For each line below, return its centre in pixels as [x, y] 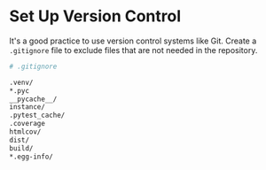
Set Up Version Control [95, 16]
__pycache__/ [33, 99]
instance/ [27, 107]
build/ [21, 148]
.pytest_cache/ [37, 116]
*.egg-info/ [31, 157]
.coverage [27, 124]
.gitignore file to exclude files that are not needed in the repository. [133, 50]
